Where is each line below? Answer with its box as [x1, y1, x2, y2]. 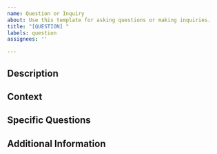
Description [7, 67, 59, 79]
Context [7, 90, 43, 102]
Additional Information [7, 137, 106, 149]
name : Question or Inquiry [7, 10, 85, 17]
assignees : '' [7, 36, 48, 43]
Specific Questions [7, 115, 91, 126]
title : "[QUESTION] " [7, 23, 70, 30]
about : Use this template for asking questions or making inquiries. [7, 17, 211, 23]
